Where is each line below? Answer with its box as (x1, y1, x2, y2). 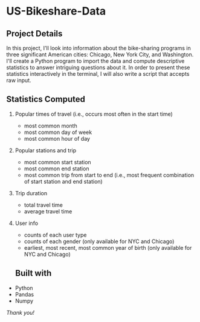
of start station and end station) (24, 178, 103, 185)
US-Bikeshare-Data (6, 4, 106, 18)
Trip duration (15, 189, 47, 196)
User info (15, 220, 38, 227)
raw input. (6, 77, 31, 84)
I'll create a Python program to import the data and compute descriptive (6, 58, 185, 64)
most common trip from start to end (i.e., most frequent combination (24, 171, 195, 178)
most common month (24, 122, 77, 129)
